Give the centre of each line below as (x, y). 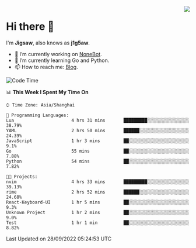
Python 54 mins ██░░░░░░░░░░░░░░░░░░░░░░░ (98, 161)
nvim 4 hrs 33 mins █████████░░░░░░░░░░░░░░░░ (98, 182)
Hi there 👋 (30, 27)
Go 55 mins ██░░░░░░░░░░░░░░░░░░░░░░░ (98, 151)
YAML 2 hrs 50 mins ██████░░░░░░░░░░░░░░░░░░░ (98, 130)
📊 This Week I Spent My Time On (47, 92)
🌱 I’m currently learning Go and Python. (62, 60)
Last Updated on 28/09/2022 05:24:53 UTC (59, 239)
